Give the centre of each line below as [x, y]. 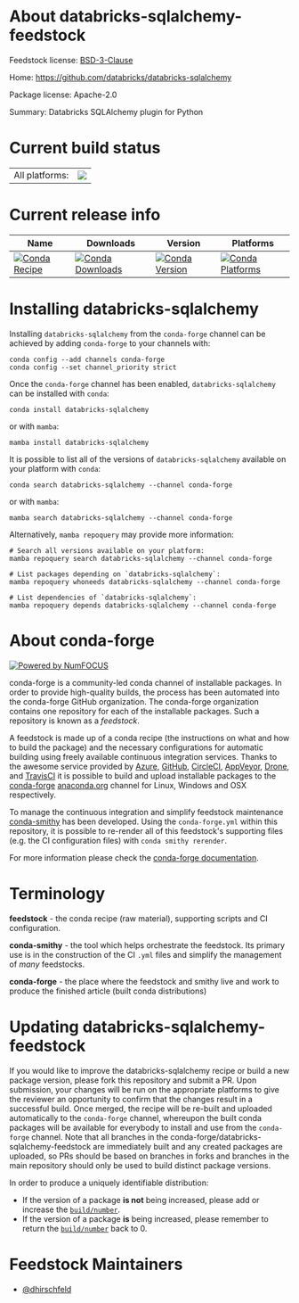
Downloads [111, 243]
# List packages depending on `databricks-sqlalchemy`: [115, 574]
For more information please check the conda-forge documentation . [134, 857]
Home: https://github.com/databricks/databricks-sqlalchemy [121, 77]
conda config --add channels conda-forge [87, 359]
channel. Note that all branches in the [100, 1137]
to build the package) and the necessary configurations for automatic [137, 747]
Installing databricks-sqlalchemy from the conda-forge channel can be [137, 334]
